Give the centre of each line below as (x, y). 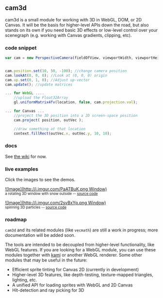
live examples (22, 169)
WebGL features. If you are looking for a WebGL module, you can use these (81, 250)
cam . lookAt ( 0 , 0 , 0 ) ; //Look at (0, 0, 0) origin (56, 75)
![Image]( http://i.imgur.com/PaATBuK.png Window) (56, 189)
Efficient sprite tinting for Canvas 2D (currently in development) (75, 270)
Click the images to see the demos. (40, 180)
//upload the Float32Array (41, 98)
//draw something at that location (50, 129)
